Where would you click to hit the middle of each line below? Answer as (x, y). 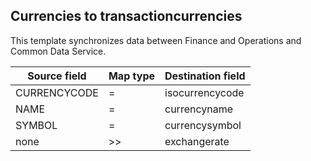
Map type (131, 76)
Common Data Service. (58, 51)
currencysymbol (203, 125)
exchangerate (197, 141)
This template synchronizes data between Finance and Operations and (156, 40)
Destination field (205, 76)
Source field (57, 76)
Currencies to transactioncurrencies (126, 16)
